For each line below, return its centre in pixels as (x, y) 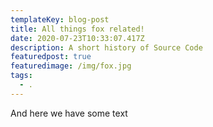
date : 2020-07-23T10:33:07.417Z (77, 38)
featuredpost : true (51, 57)
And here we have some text (69, 113)
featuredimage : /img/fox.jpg (71, 66)
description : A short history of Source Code (106, 47)
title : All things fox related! (77, 29)
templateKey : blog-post (60, 19)
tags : (21, 76)
